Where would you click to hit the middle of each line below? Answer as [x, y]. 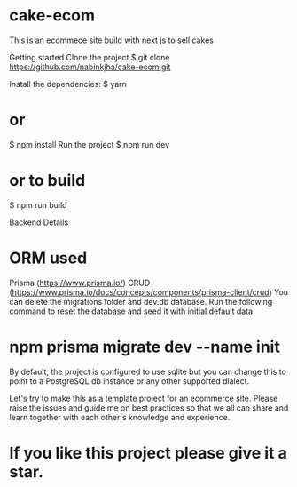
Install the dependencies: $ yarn [68, 84]
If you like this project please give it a [148, 453]
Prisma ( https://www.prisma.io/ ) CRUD [80, 283]
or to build [47, 181]
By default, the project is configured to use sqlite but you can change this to [148, 371]
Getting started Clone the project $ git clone [90, 57]
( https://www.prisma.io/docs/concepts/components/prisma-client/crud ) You [149, 292]
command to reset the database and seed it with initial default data [131, 311]
